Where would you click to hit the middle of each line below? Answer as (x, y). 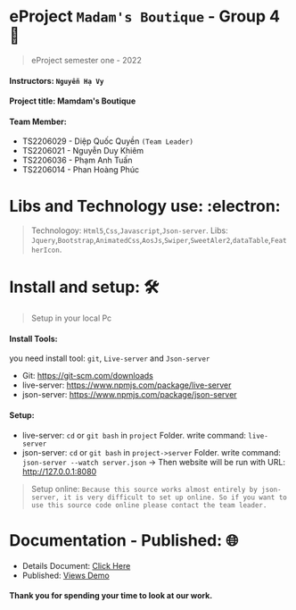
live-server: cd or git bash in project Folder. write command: (134, 435)
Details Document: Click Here (76, 565)
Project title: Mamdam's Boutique (73, 101)
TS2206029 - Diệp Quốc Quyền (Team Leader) (108, 141)
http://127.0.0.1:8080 (59, 472)
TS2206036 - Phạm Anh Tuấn (77, 160)
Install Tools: (33, 338)
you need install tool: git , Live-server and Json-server (110, 358)
